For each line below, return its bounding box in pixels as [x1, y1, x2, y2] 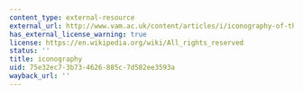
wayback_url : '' [9, 72, 70, 81]
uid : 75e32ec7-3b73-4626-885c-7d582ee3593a [9, 64, 176, 73]
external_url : [9, 21, 63, 30]
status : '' [9, 47, 50, 56]
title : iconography [9, 55, 83, 64]
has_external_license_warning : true [9, 30, 147, 38]
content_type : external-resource [9, 13, 135, 22]
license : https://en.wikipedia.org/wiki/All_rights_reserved [9, 38, 244, 47]
